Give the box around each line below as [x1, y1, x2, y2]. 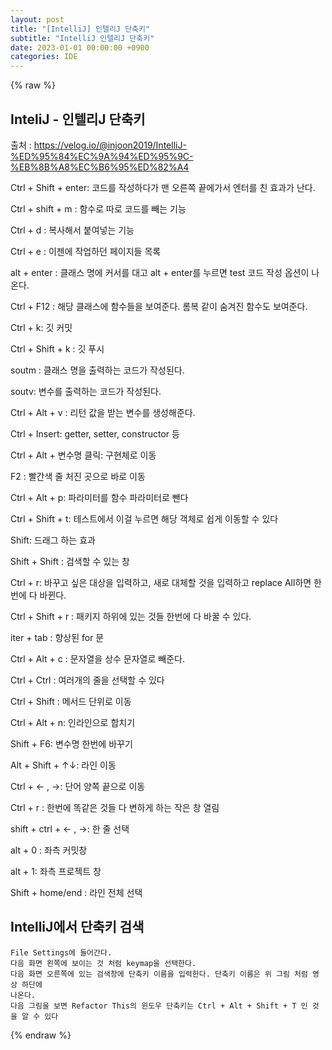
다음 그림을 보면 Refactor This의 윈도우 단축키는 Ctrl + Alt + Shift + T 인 [10, 1001, 308, 1011]
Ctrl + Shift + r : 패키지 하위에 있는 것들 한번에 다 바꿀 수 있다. [10, 610, 252, 622]
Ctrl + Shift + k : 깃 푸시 [10, 342, 105, 355]
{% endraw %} [10, 1029, 72, 1041]
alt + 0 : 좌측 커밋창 [10, 844, 88, 856]
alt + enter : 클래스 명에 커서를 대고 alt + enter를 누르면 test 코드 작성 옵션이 [10, 266, 310, 278]
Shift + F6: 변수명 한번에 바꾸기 [10, 737, 133, 750]
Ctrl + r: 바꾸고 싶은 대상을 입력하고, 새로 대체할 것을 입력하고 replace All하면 [10, 576, 312, 588]
